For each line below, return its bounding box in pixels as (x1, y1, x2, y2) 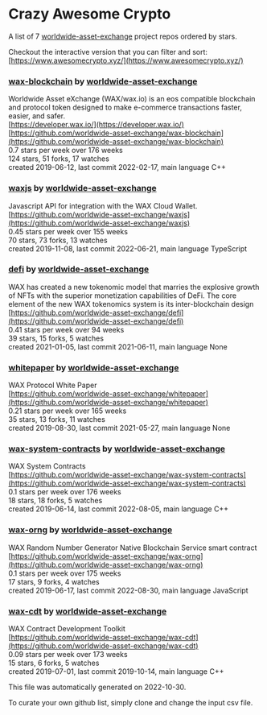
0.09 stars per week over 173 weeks (8, 650, 128, 659)
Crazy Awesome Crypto (8, 5, 171, 23)
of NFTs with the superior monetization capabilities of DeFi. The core (8, 291, 237, 300)
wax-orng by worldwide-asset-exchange (8, 524, 173, 535)
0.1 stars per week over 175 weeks (8, 568, 121, 578)
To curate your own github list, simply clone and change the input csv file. (8, 698, 253, 708)
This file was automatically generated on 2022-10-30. (8, 682, 187, 692)
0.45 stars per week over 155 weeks (8, 226, 129, 236)
